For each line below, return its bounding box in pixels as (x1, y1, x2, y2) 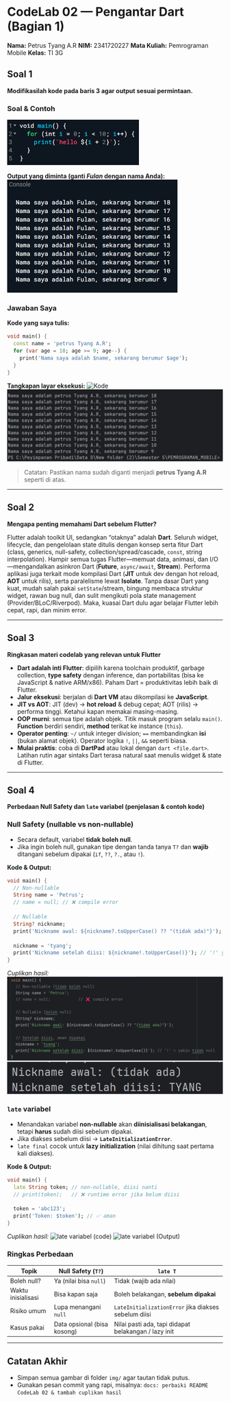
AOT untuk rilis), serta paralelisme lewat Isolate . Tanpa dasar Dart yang (7, 577, 209, 585)
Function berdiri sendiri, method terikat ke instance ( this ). (16, 722, 183, 730)
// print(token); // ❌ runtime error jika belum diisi (13, 1191, 180, 1198)
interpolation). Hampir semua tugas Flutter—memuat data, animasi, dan (7, 555, 209, 563)
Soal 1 (7, 68, 33, 80)
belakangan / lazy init (114, 1327, 175, 1336)
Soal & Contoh (7, 103, 55, 113)
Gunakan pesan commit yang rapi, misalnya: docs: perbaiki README (16, 1381, 209, 1389)
